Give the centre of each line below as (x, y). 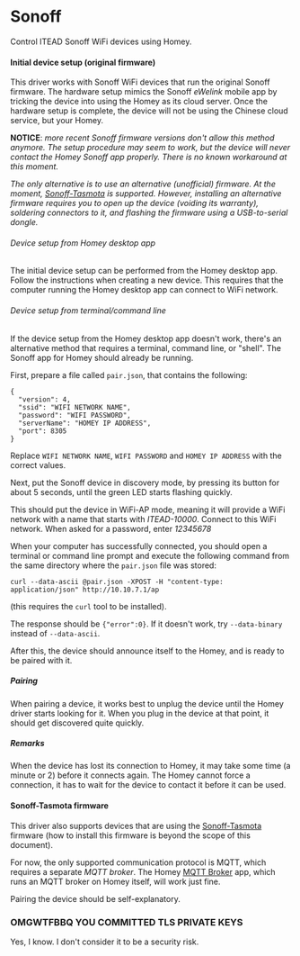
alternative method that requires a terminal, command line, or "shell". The (146, 347)
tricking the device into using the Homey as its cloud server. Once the (139, 102)
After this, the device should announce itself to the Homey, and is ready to (147, 651)
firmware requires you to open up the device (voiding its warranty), (135, 203)
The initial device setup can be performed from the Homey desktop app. (144, 271)
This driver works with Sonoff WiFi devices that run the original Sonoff (140, 82)
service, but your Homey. (57, 121)
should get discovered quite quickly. (77, 723)
